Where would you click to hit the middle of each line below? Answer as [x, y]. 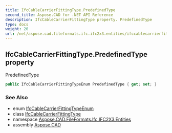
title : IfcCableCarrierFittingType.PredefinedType [60, 10]
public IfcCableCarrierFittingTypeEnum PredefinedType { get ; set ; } [81, 84]
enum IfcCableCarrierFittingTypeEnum [53, 108]
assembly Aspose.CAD [37, 125]
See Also [17, 97]
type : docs [17, 24]
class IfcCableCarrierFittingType [47, 114]
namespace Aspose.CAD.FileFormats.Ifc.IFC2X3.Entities [72, 119]
